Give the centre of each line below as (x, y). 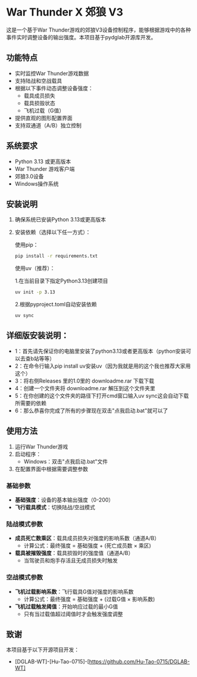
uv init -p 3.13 (35, 292)
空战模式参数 (25, 578)
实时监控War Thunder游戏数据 (52, 73)
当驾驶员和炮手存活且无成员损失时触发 (71, 560)
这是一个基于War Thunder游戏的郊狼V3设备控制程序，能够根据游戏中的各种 (99, 30)
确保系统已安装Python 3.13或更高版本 (60, 220)
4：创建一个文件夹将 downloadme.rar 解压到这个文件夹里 (85, 388)
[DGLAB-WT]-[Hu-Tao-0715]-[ (52, 662)
